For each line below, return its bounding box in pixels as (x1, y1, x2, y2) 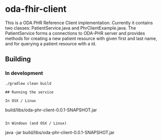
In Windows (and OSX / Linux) (5, 121, 67, 126)
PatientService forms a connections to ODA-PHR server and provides (5, 30, 145, 36)
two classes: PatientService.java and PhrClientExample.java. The (5, 25, 136, 31)
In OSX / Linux (5, 98, 36, 103)
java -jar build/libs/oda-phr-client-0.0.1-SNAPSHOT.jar (5, 129, 115, 135)
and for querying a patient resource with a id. (5, 40, 97, 46)
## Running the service (5, 90, 54, 95)
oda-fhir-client (5, 3, 67, 15)
